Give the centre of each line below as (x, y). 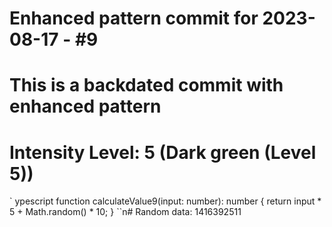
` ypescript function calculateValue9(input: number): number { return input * (165, 201)
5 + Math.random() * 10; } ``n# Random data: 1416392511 (125, 212)
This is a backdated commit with (146, 85)
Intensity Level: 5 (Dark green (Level (163, 152)
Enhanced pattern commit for (134, 18)
